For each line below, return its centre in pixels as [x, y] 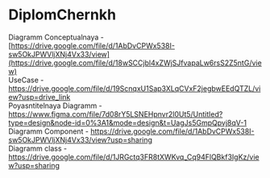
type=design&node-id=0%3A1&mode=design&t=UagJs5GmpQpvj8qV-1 [128, 122]
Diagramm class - [37, 148]
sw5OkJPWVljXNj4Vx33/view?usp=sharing [81, 139]
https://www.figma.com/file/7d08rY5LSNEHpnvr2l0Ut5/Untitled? [116, 114]
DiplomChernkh [62, 15]
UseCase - [26, 80]
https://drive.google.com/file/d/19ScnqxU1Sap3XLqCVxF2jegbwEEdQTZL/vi [135, 88]
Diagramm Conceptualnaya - [56, 37]
